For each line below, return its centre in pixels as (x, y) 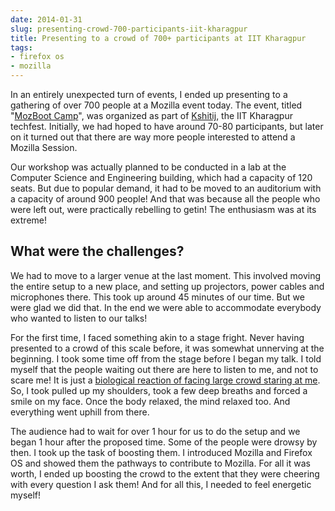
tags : (21, 47)
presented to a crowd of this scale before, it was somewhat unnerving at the (167, 348)
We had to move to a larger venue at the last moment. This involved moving (166, 275)
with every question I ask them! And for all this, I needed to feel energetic (161, 484)
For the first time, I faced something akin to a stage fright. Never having (157, 337)
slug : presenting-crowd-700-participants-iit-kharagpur (129, 29)
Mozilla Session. (44, 147)
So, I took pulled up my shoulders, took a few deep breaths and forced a (159, 390)
